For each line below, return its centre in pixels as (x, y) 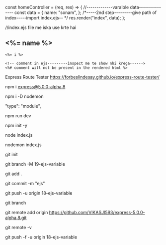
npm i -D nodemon (24, 96)
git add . (14, 174)
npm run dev (18, 116)
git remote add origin (27, 212)
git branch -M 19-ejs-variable (35, 164)
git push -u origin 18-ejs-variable (39, 193)
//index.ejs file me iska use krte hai (41, 27)
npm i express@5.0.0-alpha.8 (35, 86)
